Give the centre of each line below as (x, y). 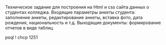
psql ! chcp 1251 (22, 37)
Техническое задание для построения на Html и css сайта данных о (77, 7)
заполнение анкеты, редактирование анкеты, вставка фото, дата (74, 17)
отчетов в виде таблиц (29, 28)
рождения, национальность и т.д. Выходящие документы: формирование (83, 22)
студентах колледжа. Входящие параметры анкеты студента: (70, 12)
